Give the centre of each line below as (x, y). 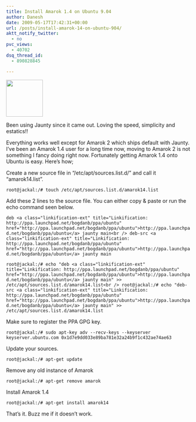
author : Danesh (25, 17)
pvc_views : (19, 45)
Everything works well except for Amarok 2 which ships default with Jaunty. (98, 143)
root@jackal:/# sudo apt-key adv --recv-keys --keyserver (78, 332)
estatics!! (17, 131)
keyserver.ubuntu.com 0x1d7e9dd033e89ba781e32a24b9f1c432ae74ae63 (89, 337)
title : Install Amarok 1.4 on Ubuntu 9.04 (59, 11)
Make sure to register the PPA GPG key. (54, 321)
